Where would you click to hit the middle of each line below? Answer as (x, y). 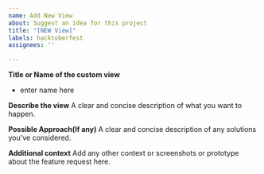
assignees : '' (32, 45)
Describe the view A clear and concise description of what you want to (125, 106)
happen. (22, 114)
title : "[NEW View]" (43, 30)
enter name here (47, 90)
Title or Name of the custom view (64, 75)
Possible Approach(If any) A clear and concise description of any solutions (132, 130)
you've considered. (40, 138)
